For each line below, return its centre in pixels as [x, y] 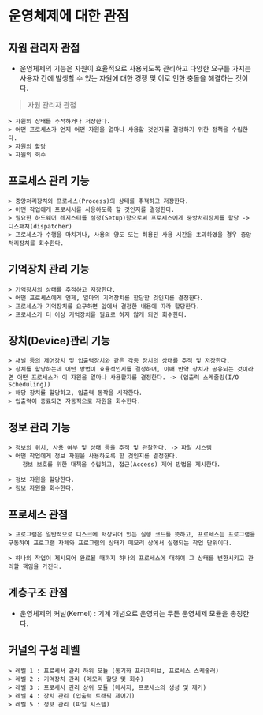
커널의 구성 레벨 [44, 651]
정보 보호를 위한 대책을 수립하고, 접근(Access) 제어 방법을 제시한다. [121, 465]
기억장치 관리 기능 [49, 269]
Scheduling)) [30, 385]
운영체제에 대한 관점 [69, 16]
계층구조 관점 [38, 593]
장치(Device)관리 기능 [59, 341]
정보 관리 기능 [39, 427]
